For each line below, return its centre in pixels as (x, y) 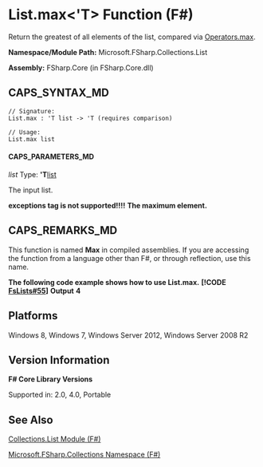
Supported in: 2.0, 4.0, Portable (60, 395)
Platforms (33, 316)
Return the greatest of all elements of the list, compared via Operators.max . (132, 37)
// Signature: (32, 111)
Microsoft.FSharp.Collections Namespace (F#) (84, 455)
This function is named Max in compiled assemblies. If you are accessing (129, 250)
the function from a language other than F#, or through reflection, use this (130, 258)
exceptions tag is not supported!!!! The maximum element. (108, 205)
